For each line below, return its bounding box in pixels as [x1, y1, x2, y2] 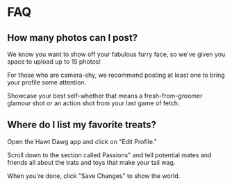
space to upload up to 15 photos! [7, 57, 101, 66]
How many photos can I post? [7, 32, 138, 44]
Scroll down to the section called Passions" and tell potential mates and [7, 150, 212, 159]
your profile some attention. [7, 78, 87, 87]
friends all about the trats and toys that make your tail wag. [7, 158, 176, 166]
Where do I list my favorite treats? [7, 119, 156, 131]
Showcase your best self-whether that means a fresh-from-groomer [7, 91, 203, 100]
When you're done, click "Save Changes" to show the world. [7, 171, 181, 180]
